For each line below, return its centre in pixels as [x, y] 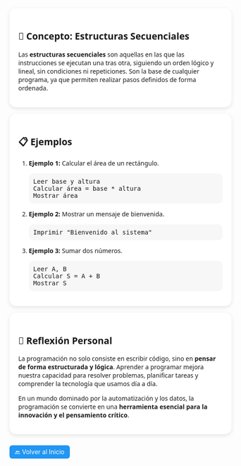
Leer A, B [50, 269]
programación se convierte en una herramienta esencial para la [113, 407]
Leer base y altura [67, 181]
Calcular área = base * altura [87, 188]
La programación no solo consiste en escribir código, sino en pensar [117, 359]
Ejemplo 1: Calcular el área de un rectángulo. [94, 163]
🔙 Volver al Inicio [40, 452]
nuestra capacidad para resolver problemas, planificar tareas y [109, 375]
